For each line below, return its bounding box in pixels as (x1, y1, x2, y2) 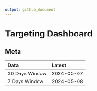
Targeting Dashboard (5, 28, 93, 39)
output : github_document (5, 7, 56, 12)
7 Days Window (7, 78, 44, 85)
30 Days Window (7, 70, 47, 77)
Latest (51, 62, 67, 69)
